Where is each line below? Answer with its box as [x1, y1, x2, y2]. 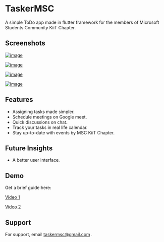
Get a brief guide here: [5, 184, 52, 191]
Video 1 [5, 194, 20, 200]
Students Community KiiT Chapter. [5, 24, 76, 30]
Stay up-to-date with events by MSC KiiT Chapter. [12, 129, 115, 135]
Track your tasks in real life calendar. [12, 124, 88, 130]
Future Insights [5, 144, 53, 152]
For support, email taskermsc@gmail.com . [5, 232, 93, 237]
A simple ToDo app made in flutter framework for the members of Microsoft [5, 19, 160, 25]
